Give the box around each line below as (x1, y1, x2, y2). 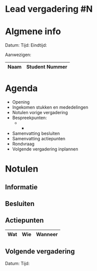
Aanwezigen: (5, 52, 32, 58)
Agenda (5, 83, 38, 94)
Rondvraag (12, 141, 35, 147)
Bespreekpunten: (12, 115, 48, 121)
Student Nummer (26, 63, 68, 70)
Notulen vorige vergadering (12, 110, 68, 116)
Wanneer (36, 231, 58, 238)
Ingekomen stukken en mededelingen (12, 104, 88, 110)
